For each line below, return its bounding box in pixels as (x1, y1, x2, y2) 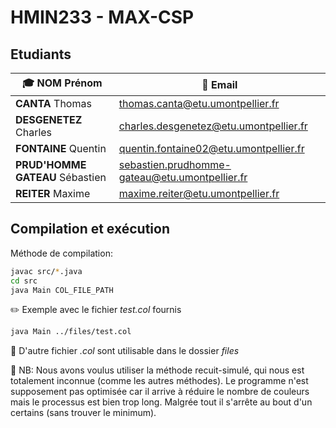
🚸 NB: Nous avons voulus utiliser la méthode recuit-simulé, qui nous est (10, 364, 305, 376)
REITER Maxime (15, 187, 91, 200)
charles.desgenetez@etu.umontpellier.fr (118, 119, 308, 133)
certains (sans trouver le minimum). (10, 407, 157, 419)
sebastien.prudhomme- (118, 158, 232, 171)
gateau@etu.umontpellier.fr (118, 171, 248, 184)
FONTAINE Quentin (15, 142, 107, 155)
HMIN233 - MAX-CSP (10, 6, 195, 29)
